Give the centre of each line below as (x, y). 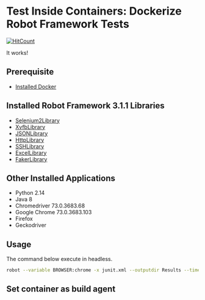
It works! (17, 52)
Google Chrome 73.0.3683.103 (53, 212)
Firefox (24, 219)
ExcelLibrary (31, 153)
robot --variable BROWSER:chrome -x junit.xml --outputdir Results (94, 270)
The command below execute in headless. (59, 259)
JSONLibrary (31, 133)
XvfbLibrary (30, 127)
